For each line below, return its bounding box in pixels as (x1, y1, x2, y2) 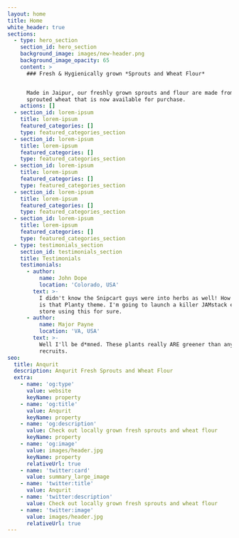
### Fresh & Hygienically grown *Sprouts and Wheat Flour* (26, 70, 205, 77)
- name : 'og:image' (20, 440, 78, 448)
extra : (14, 374, 33, 381)
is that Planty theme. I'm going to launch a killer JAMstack (38, 301, 228, 309)
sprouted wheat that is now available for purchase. (26, 95, 186, 103)
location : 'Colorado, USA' (38, 281, 119, 289)
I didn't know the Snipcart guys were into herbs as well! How (38, 294, 231, 301)
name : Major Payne (38, 321, 94, 329)
